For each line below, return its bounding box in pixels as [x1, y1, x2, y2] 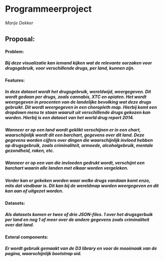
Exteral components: [5, 234, 49, 240]
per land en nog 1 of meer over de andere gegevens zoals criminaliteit [5, 217, 150, 222]
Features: [5, 77, 25, 83]
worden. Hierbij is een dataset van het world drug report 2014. [5, 114, 134, 120]
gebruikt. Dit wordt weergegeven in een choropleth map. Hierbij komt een [5, 104, 157, 110]
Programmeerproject [5, 3, 92, 15]
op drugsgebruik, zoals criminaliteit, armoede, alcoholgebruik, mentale [5, 142, 153, 148]
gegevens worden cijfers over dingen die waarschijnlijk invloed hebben [5, 137, 153, 143]
